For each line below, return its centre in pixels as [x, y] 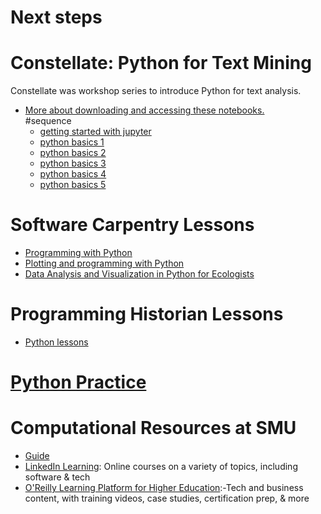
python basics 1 [72, 142]
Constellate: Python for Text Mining [161, 63]
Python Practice [78, 382]
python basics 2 [73, 153]
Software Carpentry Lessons [132, 225]
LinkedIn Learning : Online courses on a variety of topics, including [161, 467]
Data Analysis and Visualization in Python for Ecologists [139, 274]
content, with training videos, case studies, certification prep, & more [167, 498]
